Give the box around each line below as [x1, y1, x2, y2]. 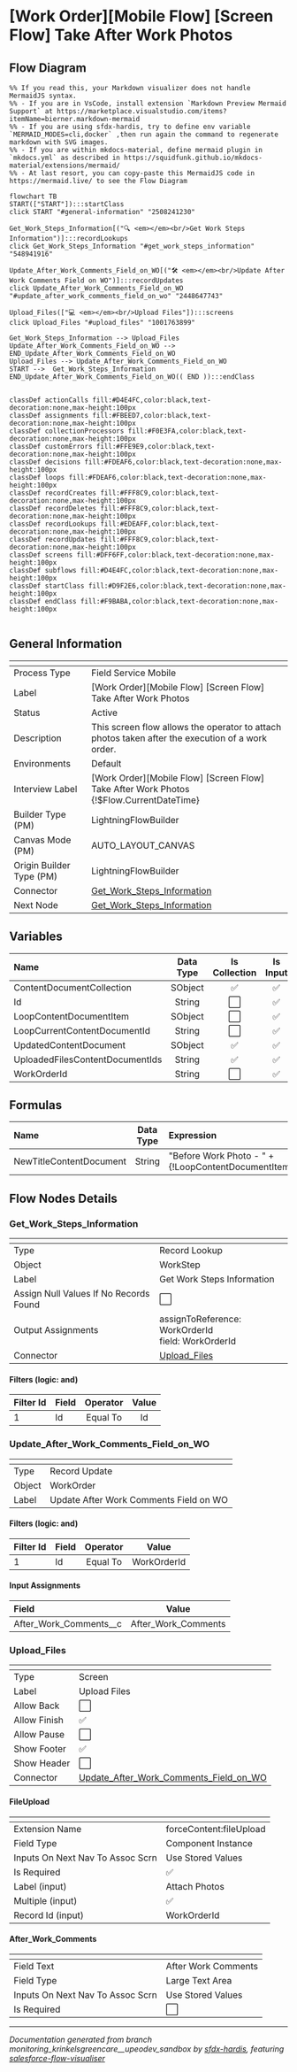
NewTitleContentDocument [13, 1155, 126, 1167]
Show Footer [13, 1743, 66, 1755]
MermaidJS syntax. [9, 91, 77, 100]
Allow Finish [13, 1714, 65, 1727]
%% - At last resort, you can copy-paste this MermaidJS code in [9, 169, 255, 178]
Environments [13, 757, 71, 769]
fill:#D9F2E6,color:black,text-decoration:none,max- [88, 582, 287, 590]
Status [13, 706, 41, 719]
